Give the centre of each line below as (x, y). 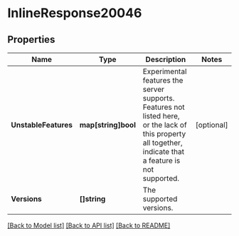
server (154, 89)
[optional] (212, 125)
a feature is (161, 160)
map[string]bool (108, 125)
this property (164, 134)
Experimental (165, 71)
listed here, (161, 116)
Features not (164, 107)
